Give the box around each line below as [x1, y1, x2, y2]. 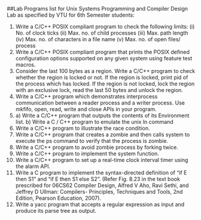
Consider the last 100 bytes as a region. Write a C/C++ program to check [15, 68, 196, 74]
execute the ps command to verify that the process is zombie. [15, 137, 168, 144]
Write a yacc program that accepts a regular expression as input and [15, 201, 185, 208]
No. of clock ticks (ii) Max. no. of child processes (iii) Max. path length [15, 29, 188, 36]
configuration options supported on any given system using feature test [15, 55, 193, 62]
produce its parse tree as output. [15, 207, 97, 214]
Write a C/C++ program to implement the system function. [15, 150, 159, 157]
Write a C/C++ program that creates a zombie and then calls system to [15, 131, 190, 138]
